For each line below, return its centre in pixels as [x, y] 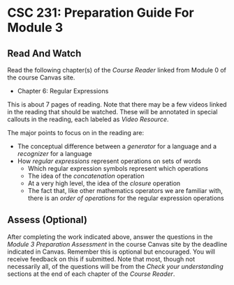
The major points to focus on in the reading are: [76, 133]
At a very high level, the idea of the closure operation [104, 183]
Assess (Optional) [47, 220]
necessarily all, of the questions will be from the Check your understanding [115, 266]
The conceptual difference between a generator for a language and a [117, 146]
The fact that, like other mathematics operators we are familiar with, [125, 191]
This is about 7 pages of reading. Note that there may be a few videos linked [117, 105]
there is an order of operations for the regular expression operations [126, 198]
